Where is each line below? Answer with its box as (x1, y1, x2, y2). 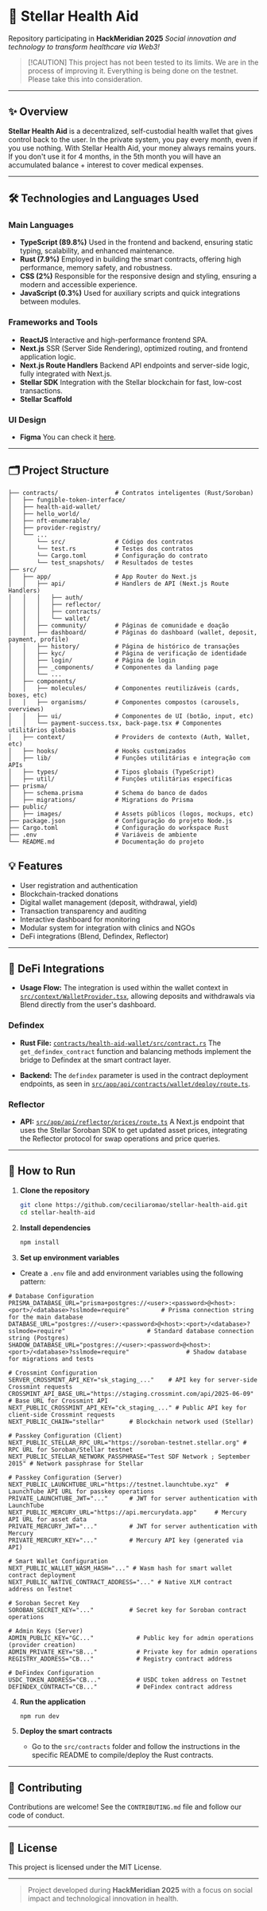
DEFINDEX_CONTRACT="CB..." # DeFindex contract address (8, 1682, 233, 1691)
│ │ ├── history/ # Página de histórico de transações (8, 642, 240, 651)
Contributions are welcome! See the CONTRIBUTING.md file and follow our (8, 1802, 242, 1812)
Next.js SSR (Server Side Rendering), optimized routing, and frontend (19, 343, 248, 353)
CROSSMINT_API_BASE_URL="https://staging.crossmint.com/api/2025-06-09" (8, 1390, 254, 1398)
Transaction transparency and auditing (19, 906, 147, 915)
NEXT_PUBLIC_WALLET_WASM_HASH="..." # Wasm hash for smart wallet (8, 1564, 233, 1572)
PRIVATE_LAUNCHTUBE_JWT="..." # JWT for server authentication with (8, 1494, 258, 1502)
